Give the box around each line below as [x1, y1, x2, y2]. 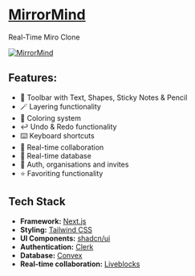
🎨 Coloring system [19, 113, 82, 122]
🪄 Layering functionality [19, 101, 102, 111]
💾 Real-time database [19, 150, 92, 160]
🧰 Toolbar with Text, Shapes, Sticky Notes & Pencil [19, 93, 188, 102]
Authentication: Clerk [19, 241, 94, 251]
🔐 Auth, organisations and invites [19, 159, 129, 169]
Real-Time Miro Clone [8, 32, 80, 42]
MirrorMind [8, 6, 86, 24]
